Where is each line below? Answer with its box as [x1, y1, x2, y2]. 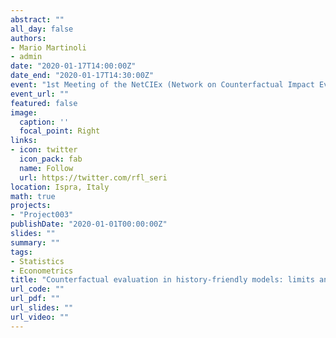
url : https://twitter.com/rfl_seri [19, 172, 168, 183]
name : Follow [19, 163, 74, 173]
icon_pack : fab [19, 154, 83, 164]
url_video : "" [10, 312, 70, 322]
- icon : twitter [10, 145, 78, 155]
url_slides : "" [10, 303, 74, 313]
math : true [10, 191, 56, 201]
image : [10, 107, 38, 118]
